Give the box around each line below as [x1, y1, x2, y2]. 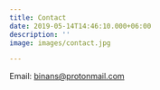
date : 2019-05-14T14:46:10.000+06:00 [9, 22, 152, 31]
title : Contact [9, 13, 67, 22]
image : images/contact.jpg [9, 38, 111, 48]
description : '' [9, 30, 71, 39]
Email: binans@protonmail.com [9, 71, 125, 82]
